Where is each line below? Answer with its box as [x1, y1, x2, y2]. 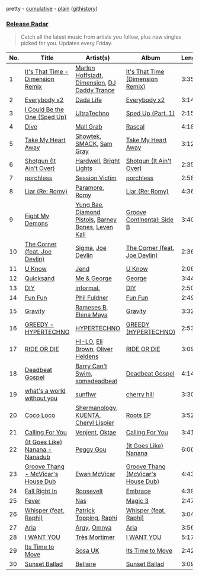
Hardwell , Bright [75, 157, 120, 165]
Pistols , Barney [75, 215, 117, 224]
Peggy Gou [75, 446, 107, 454]
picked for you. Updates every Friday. [20, 40, 113, 47]
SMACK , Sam [75, 140, 113, 148]
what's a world [24, 387, 66, 395]
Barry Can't [75, 362, 108, 371]
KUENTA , [75, 411, 101, 420]
